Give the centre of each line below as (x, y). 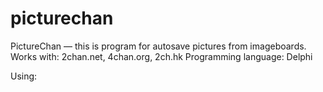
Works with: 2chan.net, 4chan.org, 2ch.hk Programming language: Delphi (161, 56)
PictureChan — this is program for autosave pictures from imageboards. (158, 46)
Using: (24, 76)
